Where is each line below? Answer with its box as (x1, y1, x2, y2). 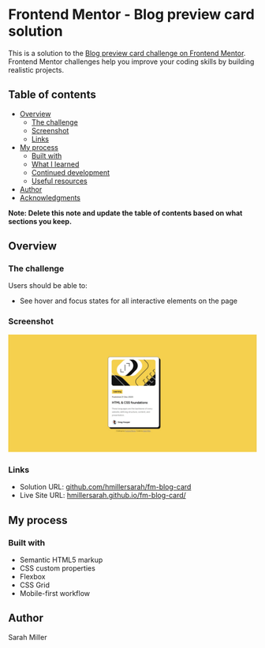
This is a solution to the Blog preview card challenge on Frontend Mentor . (8, 48, 246, 58)
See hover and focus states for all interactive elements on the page (19, 296, 238, 305)
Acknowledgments (19, 193, 81, 202)
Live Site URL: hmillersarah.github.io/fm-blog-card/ (19, 491, 187, 500)
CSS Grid (19, 580, 50, 590)
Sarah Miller (8, 632, 47, 642)
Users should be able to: (8, 281, 88, 290)
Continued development (31, 167, 110, 177)
